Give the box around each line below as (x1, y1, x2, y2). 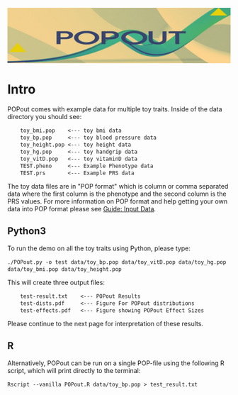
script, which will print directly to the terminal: (7, 366, 141, 374)
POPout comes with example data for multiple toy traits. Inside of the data (7, 104, 222, 113)
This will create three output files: (7, 278, 105, 286)
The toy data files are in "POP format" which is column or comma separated (7, 182, 229, 190)
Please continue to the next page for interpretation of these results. (7, 319, 204, 328)
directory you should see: (7, 112, 82, 121)
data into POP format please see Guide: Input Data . (7, 204, 157, 213)
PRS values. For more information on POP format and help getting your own (7, 196, 228, 206)
